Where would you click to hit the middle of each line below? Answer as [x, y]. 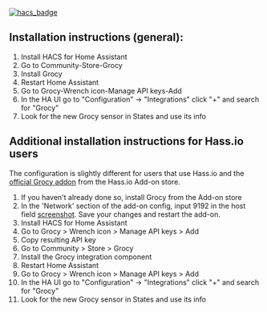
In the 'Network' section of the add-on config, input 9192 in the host [133, 206]
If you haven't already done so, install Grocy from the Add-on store [131, 197]
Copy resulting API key [59, 239]
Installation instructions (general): [96, 37]
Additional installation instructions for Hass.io [126, 141]
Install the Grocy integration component [86, 257]
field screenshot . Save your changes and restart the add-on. [121, 214]
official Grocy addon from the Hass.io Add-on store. [95, 182]
